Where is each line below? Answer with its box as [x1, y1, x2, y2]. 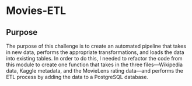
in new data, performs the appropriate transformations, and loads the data [6, 49, 185, 56]
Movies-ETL [6, 4, 67, 17]
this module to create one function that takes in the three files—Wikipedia [6, 61, 183, 68]
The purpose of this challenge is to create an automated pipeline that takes [6, 42, 187, 49]
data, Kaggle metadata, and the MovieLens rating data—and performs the [6, 67, 184, 74]
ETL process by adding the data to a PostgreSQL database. [6, 74, 149, 80]
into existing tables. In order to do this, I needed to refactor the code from [6, 55, 183, 62]
